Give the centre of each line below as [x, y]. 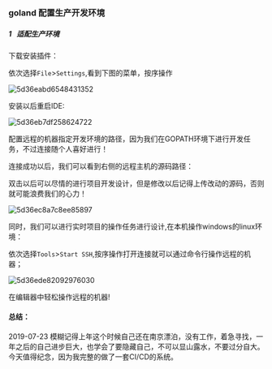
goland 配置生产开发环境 [57, 12]
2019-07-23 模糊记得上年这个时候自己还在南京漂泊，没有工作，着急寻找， [132, 337]
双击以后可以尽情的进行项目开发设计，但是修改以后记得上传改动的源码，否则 [136, 183]
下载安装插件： [33, 55]
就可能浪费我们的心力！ [47, 193]
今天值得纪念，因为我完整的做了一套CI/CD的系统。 [93, 357]
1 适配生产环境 [34, 33]
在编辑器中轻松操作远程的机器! [60, 297]
